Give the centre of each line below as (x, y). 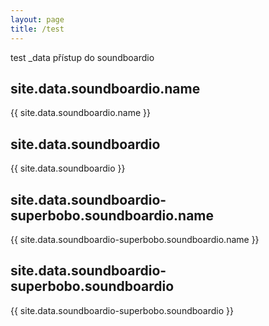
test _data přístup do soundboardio (82, 57)
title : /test (37, 29)
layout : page (37, 19)
